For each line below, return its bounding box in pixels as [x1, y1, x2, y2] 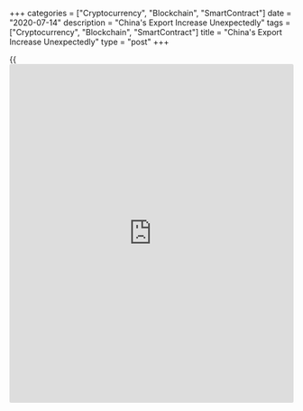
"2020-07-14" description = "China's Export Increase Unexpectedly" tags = [9, 17, 291, 28]
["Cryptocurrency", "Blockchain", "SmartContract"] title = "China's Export [9, 27, 282, 37]
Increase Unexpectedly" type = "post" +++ [9, 36, 170, 47]
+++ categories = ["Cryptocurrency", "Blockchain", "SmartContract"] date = [9, 8, 292, 18]
